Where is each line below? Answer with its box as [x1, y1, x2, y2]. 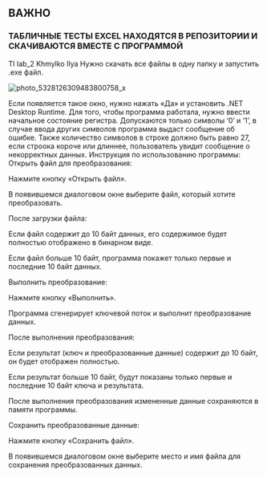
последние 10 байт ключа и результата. [8, 381, 144, 390]
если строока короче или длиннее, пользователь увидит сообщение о [8, 141, 250, 151]
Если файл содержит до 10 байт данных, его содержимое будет [8, 229, 227, 238]
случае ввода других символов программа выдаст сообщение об [8, 124, 235, 133]
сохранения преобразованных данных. [8, 459, 143, 469]
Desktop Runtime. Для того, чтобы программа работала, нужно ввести [8, 107, 250, 116]
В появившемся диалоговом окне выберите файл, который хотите [8, 189, 236, 199]
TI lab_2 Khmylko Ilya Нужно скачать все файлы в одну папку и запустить [8, 59, 259, 68]
